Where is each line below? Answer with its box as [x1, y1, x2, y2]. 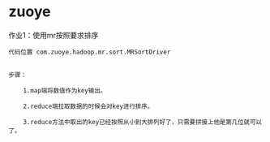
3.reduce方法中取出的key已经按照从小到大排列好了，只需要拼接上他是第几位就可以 [23, 118, 262, 126]
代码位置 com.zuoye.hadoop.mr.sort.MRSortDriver [8, 48, 171, 56]
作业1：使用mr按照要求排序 [8, 30, 99, 40]
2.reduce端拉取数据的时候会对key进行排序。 [23, 102, 154, 110]
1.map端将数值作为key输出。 [23, 86, 107, 95]
